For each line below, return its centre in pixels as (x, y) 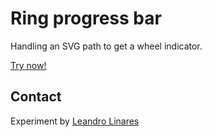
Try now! (28, 65)
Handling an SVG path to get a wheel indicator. (106, 46)
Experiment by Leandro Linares (75, 121)
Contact (36, 97)
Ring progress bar (86, 18)
